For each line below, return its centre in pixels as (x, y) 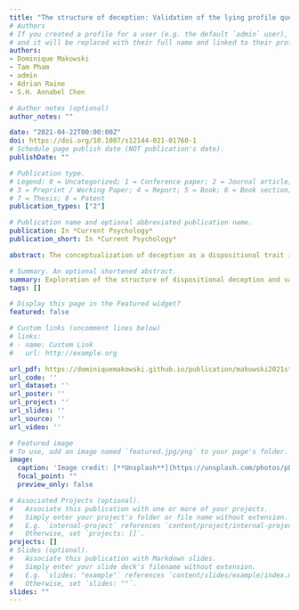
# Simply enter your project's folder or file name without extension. (149, 517)
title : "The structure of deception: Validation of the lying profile (143, 17)
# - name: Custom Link (51, 345)
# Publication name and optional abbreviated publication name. (131, 223)
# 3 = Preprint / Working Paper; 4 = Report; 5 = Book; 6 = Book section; (151, 190)
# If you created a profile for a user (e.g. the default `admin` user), (149, 34)
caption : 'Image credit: (63, 468)
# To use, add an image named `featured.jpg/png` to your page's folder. (149, 451)
